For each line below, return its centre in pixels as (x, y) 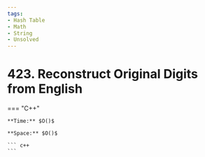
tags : (15, 14)
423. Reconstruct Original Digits (102, 74)
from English (45, 89)
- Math (17, 27)
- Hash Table (26, 20)
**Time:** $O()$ (31, 121)
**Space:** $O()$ (33, 133)
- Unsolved (23, 40)
